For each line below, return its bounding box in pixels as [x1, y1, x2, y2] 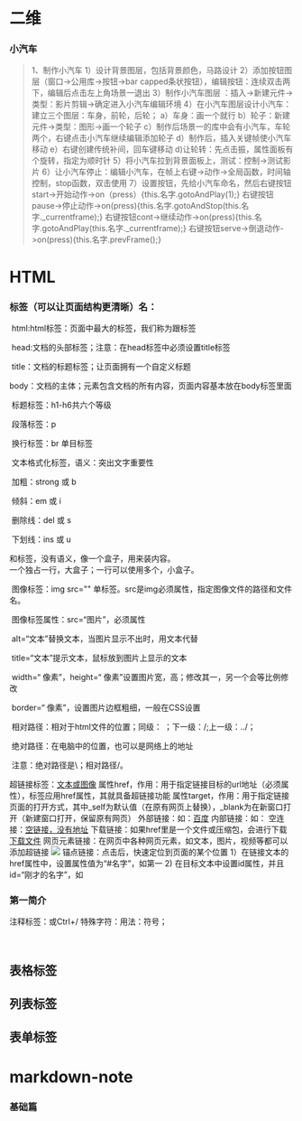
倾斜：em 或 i [11, 495, 61, 506]
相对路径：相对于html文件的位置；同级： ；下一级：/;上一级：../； [11, 721, 256, 732]
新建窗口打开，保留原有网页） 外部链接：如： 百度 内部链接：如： [24, 812, 267, 823]
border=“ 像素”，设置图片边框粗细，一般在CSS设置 [11, 702, 201, 713]
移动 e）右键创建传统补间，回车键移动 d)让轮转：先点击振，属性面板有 [31, 144, 294, 154]
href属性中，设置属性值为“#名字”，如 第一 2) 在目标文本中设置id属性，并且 [9, 857, 285, 868]
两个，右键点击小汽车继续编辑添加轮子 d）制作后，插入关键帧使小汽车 [31, 133, 292, 144]
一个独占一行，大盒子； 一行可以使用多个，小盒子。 [9, 564, 199, 575]
